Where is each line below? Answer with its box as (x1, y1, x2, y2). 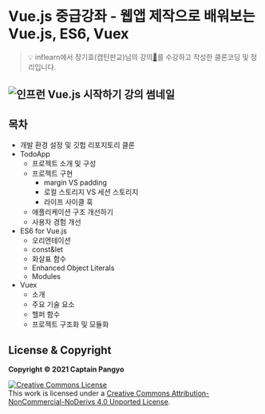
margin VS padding (43, 177, 108, 188)
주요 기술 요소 (31, 300, 75, 309)
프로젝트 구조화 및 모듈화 (31, 320, 109, 329)
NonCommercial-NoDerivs (8, 396, 96, 406)
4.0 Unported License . (97, 396, 171, 406)
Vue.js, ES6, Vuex (8, 25, 129, 43)
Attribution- (171, 388, 210, 398)
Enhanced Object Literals (31, 263, 115, 273)
